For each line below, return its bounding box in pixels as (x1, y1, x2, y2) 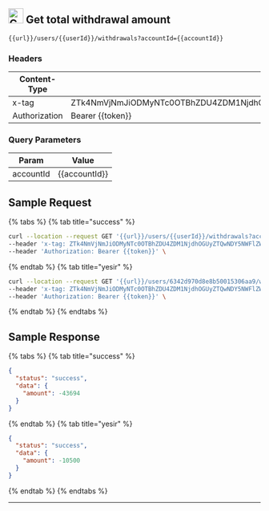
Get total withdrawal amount (25, 13, 171, 26)
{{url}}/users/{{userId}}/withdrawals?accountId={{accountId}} (8, 34, 224, 43)
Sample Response (8, 330, 100, 343)
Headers (8, 53, 42, 64)
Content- (18, 74, 56, 85)
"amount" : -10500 (22, 456, 81, 465)
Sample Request (8, 196, 92, 209)
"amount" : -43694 (22, 389, 81, 397)
